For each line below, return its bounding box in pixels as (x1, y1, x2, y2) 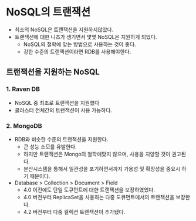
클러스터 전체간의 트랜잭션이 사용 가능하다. (14, 107, 113, 114)
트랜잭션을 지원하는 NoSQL (6, 67, 100, 77)
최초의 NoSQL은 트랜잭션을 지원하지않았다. (14, 26, 114, 33)
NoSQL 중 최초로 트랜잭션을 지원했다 (14, 99, 100, 106)
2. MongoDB (6, 121, 42, 130)
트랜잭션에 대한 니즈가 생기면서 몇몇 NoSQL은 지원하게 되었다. (14, 33, 157, 40)
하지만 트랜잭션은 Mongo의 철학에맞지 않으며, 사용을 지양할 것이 (23, 150, 171, 157)
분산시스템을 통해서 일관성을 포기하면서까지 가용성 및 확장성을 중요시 (23, 165, 181, 172)
